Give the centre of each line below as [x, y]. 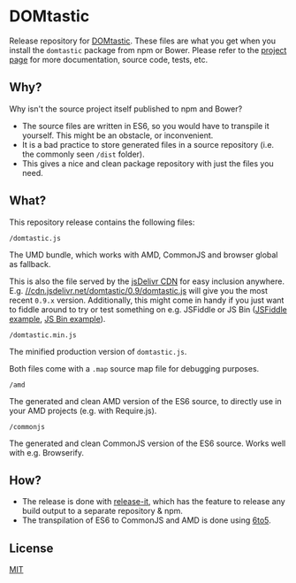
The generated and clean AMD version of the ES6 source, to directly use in [145, 401]
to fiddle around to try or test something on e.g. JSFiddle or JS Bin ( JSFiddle [148, 309]
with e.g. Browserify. [47, 452]
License [31, 548]
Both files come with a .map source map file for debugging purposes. [134, 368]
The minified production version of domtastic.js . [98, 351]
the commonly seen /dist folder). [83, 154]
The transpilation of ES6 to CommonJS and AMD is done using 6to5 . [146, 520]
